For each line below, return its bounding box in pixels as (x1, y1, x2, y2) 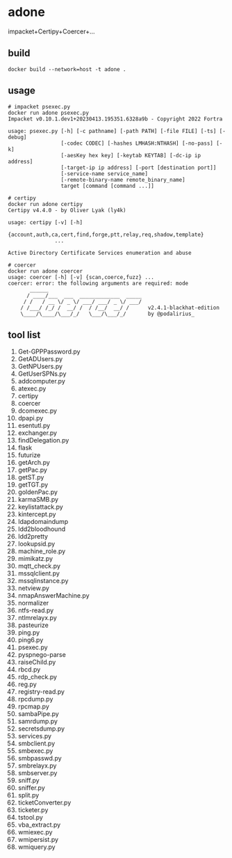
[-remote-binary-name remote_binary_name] (60, 176, 186, 183)
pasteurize (17, 621, 49, 630)
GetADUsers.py (17, 355, 63, 363)
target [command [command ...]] (60, 182, 155, 189)
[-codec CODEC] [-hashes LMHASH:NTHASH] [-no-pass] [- (60, 140, 223, 147)
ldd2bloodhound (17, 525, 65, 533)
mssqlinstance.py (17, 577, 69, 585)
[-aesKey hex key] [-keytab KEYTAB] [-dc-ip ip (60, 152, 201, 159)
